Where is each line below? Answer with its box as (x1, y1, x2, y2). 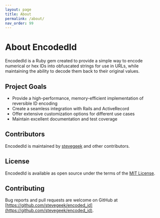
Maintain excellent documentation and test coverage (12, 116, 118, 122)
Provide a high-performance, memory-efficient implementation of (12, 96, 144, 101)
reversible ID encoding (12, 100, 58, 106)
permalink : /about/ (5, 16, 45, 21)
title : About (5, 12, 32, 17)
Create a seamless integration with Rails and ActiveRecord (12, 106, 129, 111)
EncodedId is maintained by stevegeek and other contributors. (5, 143, 130, 149)
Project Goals (5, 82, 47, 91)
